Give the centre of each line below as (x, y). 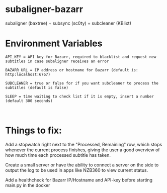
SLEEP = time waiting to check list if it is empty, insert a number (80, 96)
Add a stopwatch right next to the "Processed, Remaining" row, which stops (84, 144)
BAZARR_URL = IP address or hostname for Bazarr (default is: (72, 70)
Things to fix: (33, 130)
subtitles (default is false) (37, 87)
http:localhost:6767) (28, 74)
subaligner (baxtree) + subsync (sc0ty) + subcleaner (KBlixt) (68, 23)
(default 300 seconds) (29, 101)
